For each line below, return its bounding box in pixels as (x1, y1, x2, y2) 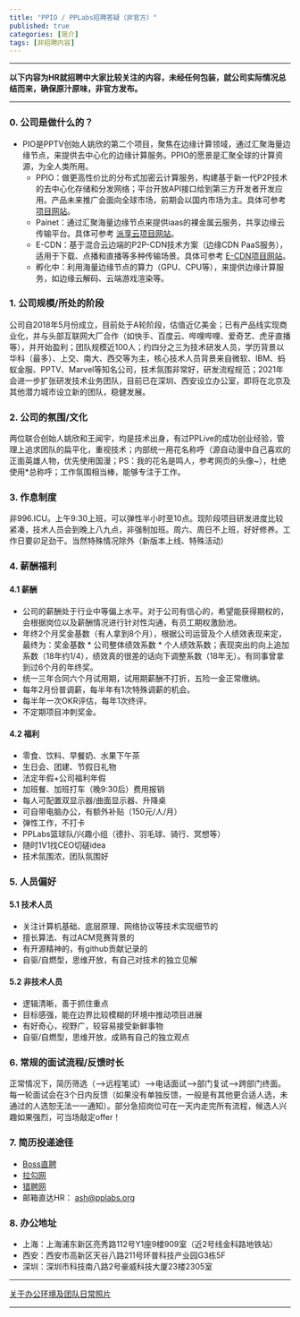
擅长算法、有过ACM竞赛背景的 (21, 932, 135, 943)
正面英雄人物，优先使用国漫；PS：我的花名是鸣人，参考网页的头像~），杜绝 (9, 456, 287, 466)
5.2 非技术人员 (9, 977, 63, 988)
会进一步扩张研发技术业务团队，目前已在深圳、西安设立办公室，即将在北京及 (9, 375, 291, 386)
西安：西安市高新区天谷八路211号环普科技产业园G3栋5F (21, 1250, 226, 1261)
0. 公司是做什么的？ (9, 116, 94, 129)
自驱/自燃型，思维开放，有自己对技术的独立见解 (21, 954, 198, 965)
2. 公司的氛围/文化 (9, 411, 88, 423)
